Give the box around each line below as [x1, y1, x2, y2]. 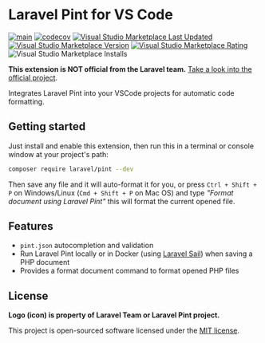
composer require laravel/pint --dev [8, 165, 134, 173]
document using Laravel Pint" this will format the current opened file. [8, 196, 235, 206]
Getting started [8, 120, 86, 133]
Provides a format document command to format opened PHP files [19, 266, 239, 276]
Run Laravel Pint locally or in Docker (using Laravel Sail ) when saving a [19, 249, 253, 258]
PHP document [19, 258, 70, 267]
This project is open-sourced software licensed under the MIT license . [8, 325, 240, 336]
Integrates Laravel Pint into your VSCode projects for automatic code [8, 88, 235, 97]
